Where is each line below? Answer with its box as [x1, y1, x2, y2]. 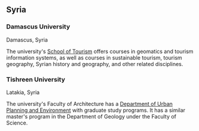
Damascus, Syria [6, 36, 48, 43]
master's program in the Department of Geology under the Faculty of [6, 113, 177, 120]
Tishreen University [6, 75, 65, 83]
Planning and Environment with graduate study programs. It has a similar [6, 107, 186, 114]
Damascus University [6, 23, 71, 31]
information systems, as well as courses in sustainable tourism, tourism [6, 54, 183, 61]
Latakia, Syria [6, 89, 40, 96]
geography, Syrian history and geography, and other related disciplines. [6, 60, 183, 67]
